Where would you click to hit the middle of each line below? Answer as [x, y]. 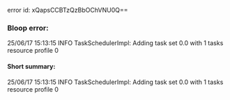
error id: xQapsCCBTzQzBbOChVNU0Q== [68, 10]
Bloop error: [28, 28]
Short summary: [31, 66]
